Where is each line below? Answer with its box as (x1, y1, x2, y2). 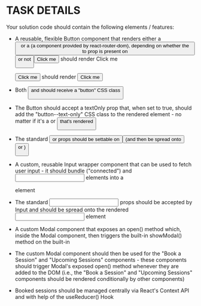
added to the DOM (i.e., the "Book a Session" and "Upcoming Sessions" (14, 269, 193, 276)
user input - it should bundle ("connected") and (14, 167, 132, 174)
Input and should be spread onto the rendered (14, 206, 129, 213)
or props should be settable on (52, 136, 120, 143)
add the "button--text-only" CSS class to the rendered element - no (14, 110, 182, 117)
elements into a (86, 174, 124, 181)
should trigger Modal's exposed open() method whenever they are (14, 263, 179, 270)
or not (17, 56, 31, 62)
